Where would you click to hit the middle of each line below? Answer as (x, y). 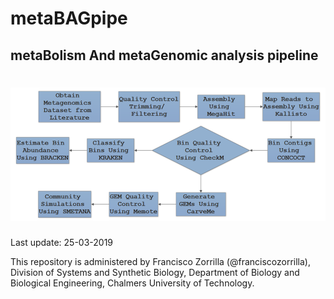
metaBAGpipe (69, 18)
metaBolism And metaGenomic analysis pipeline (164, 55)
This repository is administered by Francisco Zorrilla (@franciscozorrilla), (160, 261)
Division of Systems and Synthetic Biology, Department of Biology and (155, 272)
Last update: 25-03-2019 (62, 242)
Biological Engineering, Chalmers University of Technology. (132, 283)
